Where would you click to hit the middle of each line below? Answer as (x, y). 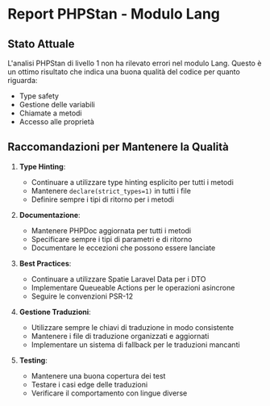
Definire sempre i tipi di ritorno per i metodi (103, 199)
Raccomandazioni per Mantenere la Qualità (118, 147)
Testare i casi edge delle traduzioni (89, 384)
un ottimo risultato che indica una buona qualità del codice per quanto (124, 72)
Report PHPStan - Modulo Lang (114, 14)
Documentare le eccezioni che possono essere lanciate (123, 248)
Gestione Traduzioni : (55, 312)
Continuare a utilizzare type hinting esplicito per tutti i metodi (133, 182)
